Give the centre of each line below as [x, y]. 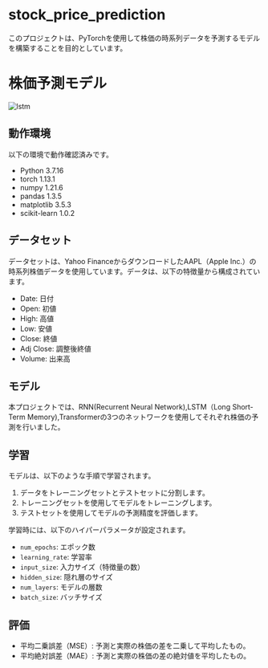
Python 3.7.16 [42, 170]
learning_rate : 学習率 [56, 557]
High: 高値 [37, 318]
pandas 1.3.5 [41, 196]
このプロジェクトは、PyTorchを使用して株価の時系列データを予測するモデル [134, 38]
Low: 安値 [36, 328]
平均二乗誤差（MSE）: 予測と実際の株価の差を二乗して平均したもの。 [135, 646]
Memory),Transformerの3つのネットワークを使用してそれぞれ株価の [139, 417]
